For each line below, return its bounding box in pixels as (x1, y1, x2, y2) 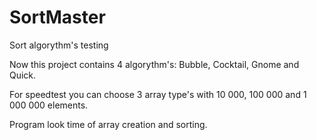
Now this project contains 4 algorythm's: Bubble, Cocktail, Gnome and (9, 58, 300, 70)
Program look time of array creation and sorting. (9, 118, 208, 130)
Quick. (9, 69, 37, 81)
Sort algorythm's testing (9, 39, 109, 51)
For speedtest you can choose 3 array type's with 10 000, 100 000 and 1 (9, 88, 307, 100)
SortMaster (9, 6, 106, 29)
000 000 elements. (9, 99, 89, 111)
